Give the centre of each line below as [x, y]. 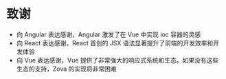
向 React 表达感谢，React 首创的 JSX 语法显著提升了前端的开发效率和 [115, 43]
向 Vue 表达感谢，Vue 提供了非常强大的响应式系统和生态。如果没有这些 [117, 60]
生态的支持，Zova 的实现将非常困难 [67, 69]
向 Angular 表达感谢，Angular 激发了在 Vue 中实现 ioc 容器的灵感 [108, 34]
